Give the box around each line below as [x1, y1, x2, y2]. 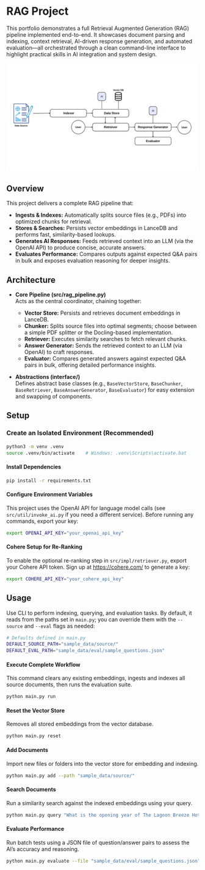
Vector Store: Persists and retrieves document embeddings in [24, 309, 181, 317]
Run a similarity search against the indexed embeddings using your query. [6, 799, 193, 806]
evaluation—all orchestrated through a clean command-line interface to [6, 44, 186, 51]
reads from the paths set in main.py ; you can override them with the [6, 615, 176, 623]
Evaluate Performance [6, 825, 65, 833]
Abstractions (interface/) [15, 373, 81, 381]
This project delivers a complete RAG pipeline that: [6, 200, 134, 207]
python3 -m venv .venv [6, 443, 64, 449]
